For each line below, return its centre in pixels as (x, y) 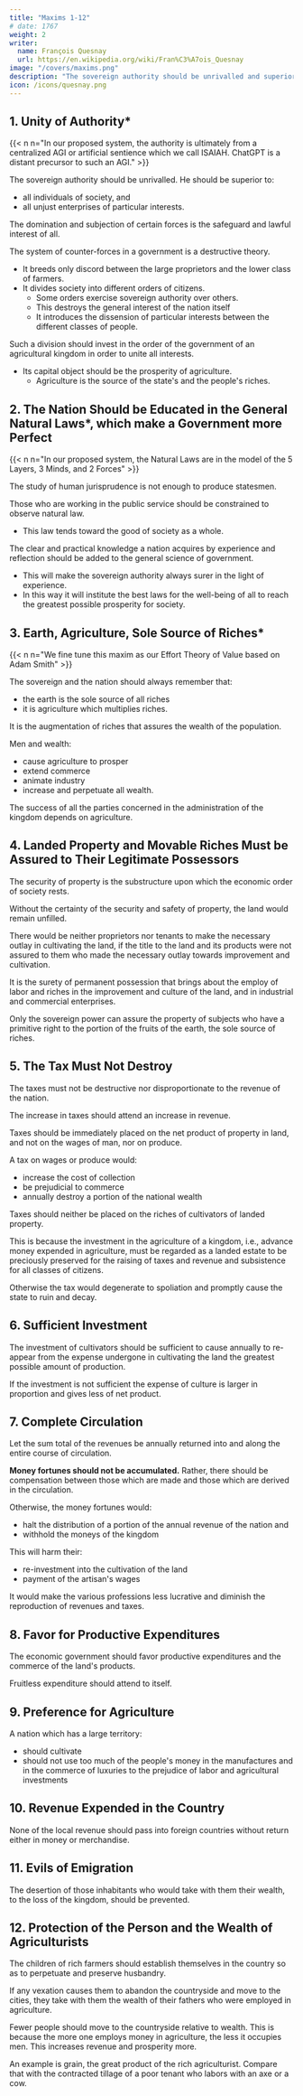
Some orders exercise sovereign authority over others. (137, 298)
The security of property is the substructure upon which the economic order (151, 881)
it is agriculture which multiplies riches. (95, 709)
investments (45, 1780)
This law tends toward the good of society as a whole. (123, 531)
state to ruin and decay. (53, 1296)
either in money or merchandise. (70, 1839)
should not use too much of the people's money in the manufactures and (157, 1760)
